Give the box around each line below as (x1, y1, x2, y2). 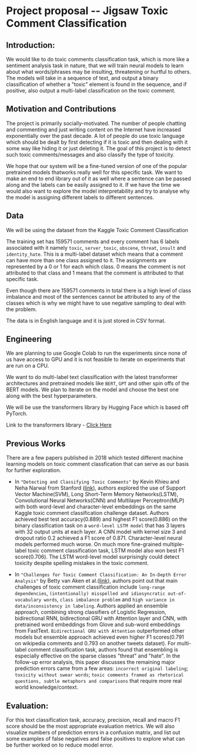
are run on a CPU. (6, 362, 49, 369)
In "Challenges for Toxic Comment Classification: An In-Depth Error (14, 571, 187, 578)
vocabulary (14, 597, 42, 603)
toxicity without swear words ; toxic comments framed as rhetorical (14, 671, 184, 678)
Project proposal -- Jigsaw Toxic (6, 4, 169, 18)
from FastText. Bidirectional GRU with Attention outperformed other (14, 627, 185, 635)
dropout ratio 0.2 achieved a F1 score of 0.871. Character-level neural (14, 534, 183, 541)
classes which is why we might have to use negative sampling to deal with (6, 299, 186, 306)
